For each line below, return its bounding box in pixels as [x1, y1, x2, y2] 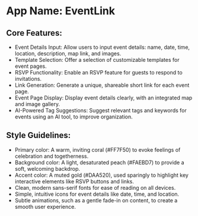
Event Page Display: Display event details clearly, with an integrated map [14, 94, 193, 101]
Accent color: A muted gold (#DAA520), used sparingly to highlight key [14, 171, 189, 179]
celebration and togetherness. [14, 152, 89, 159]
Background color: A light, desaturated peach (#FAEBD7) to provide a [14, 159, 185, 166]
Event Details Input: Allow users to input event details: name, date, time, [14, 43, 190, 51]
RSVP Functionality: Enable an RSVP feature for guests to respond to [14, 69, 183, 76]
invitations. [14, 76, 42, 82]
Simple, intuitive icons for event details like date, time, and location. [14, 190, 180, 198]
